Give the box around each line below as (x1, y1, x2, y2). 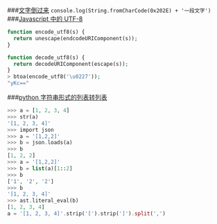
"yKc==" (7, 80, 30, 87)
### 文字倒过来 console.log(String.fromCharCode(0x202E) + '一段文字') (7, 6, 211, 14)
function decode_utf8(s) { (7, 54, 85, 61)
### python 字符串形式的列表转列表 (7, 93, 107, 101)
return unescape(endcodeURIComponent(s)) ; (13, 35, 138, 42)
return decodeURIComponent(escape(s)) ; (13, 60, 129, 67)
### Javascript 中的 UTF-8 (7, 15, 83, 23)
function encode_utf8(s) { (7, 28, 85, 35)
